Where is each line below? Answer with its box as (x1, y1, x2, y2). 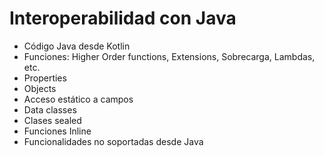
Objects (23, 82, 57, 94)
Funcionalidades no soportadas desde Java (23, 135, 204, 147)
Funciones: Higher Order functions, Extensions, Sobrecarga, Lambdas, (23, 50, 316, 62)
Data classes (23, 103, 77, 116)
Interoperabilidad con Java (9, 7, 237, 30)
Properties (23, 72, 67, 84)
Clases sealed (23, 114, 82, 126)
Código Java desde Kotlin (23, 40, 131, 52)
